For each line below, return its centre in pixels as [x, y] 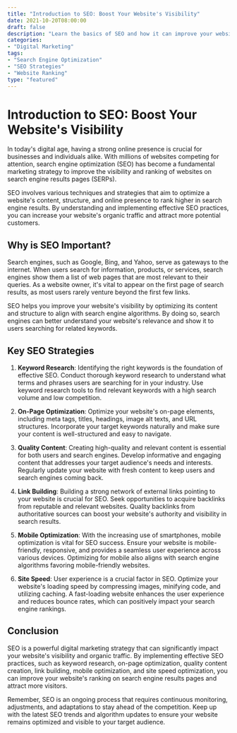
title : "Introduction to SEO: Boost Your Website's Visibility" [104, 14]
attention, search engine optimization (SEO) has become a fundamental [111, 164]
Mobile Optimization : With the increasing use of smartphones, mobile [119, 535]
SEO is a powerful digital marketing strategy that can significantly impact [113, 648]
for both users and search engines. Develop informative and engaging [119, 455]
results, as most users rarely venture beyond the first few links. [99, 292]
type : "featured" [33, 80]
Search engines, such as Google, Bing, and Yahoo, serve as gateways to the [118, 262]
